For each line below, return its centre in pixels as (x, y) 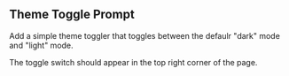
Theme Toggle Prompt (72, 15)
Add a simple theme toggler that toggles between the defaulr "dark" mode (145, 35)
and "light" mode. (41, 45)
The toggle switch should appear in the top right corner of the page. (133, 62)
